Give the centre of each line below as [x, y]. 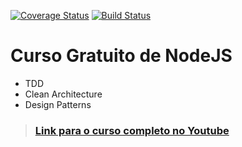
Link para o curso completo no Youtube [132, 130]
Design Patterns [58, 104]
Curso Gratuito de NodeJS [121, 56]
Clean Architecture [63, 94]
